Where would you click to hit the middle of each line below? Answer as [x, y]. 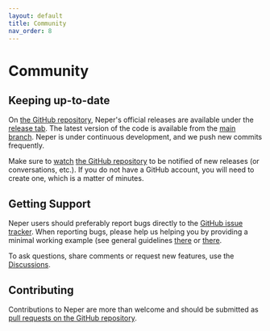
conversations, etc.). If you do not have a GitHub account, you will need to [131, 170]
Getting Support [50, 204]
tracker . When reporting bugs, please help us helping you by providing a [128, 232]
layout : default [35, 16]
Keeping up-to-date [59, 101]
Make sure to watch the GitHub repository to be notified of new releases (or [134, 161]
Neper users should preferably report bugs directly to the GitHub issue [126, 224]
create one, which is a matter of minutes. [76, 178]
